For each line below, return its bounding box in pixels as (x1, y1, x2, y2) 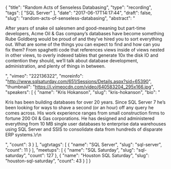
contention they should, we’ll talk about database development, (5, 58, 139, 63)
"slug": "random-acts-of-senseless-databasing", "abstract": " (5, 15, 135, 21)
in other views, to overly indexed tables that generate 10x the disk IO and (5, 52, 158, 58)
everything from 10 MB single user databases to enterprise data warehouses (5, 121, 166, 127)
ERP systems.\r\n (5, 132, 42, 137)
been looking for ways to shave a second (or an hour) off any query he (5, 105, 154, 110)
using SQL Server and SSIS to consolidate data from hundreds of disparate (5, 126, 163, 132)
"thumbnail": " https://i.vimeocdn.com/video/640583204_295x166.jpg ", (5, 84, 155, 90)
